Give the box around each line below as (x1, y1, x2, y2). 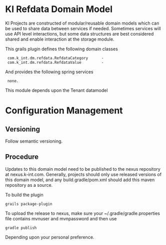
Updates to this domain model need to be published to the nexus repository (5, 166, 161, 172)
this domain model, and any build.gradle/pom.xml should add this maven (5, 177, 155, 183)
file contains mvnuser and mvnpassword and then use (5, 215, 117, 221)
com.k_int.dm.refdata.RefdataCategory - (7, 55, 104, 61)
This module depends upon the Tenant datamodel (5, 87, 108, 93)
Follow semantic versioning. (5, 138, 63, 144)
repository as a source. (5, 182, 53, 188)
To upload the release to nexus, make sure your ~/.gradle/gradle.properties (5, 210, 160, 216)
